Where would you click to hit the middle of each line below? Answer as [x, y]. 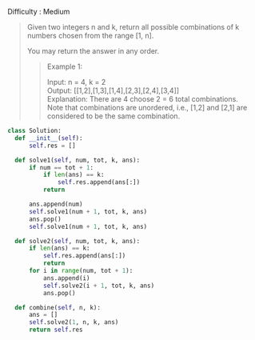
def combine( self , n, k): [58, 307]
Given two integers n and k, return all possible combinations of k [133, 27]
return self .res [56, 330]
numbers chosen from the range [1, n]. [90, 36]
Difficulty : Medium [39, 12]
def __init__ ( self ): [49, 138]
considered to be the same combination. [114, 116]
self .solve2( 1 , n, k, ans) [74, 322]
